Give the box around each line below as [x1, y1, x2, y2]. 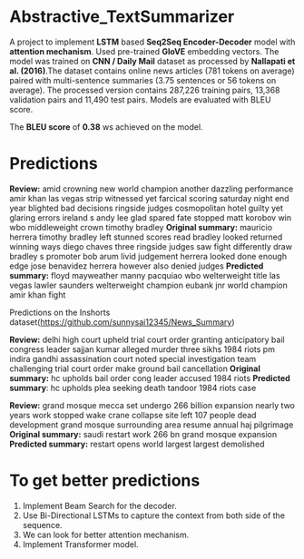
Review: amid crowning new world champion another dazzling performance [9, 183, 294, 194]
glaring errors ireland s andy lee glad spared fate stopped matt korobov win [9, 211, 292, 223]
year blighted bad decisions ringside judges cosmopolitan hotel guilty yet [9, 202, 284, 213]
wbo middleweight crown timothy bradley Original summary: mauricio [9, 221, 273, 232]
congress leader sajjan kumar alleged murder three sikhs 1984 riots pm [9, 343, 275, 355]
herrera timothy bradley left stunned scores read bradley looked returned [9, 231, 283, 242]
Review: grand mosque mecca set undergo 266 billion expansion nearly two [9, 399, 295, 410]
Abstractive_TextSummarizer [9, 6, 235, 27]
